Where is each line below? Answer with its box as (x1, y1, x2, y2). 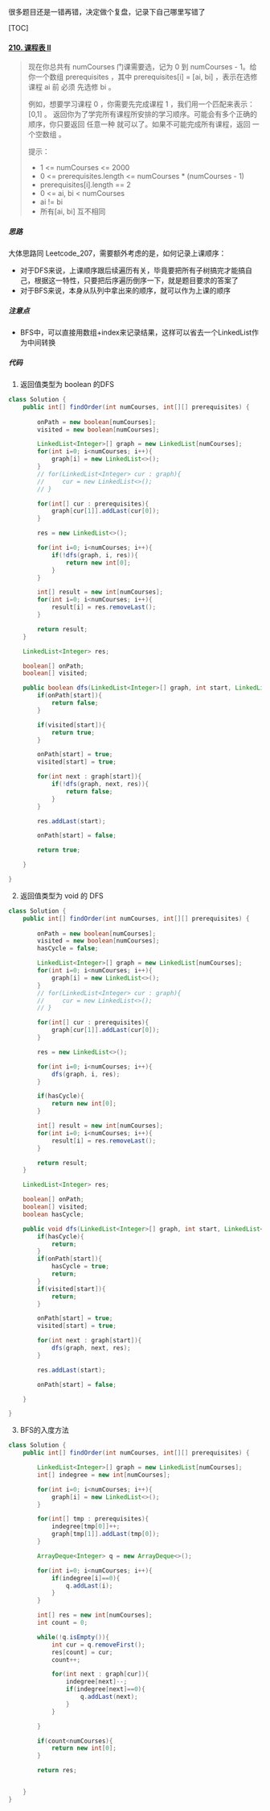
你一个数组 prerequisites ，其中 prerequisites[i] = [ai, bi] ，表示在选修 (27, 72, 258, 82)
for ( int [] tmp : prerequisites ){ (37, 1515, 149, 1523)
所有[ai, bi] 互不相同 (39, 206, 106, 216)
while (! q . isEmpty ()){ (37, 1633, 110, 1641)
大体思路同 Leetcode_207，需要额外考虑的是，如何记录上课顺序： (8, 248, 227, 258)
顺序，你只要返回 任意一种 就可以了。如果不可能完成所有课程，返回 (27, 119, 251, 129)
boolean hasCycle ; (22, 1210, 84, 1218)
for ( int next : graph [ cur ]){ (51, 1670, 149, 1679)
